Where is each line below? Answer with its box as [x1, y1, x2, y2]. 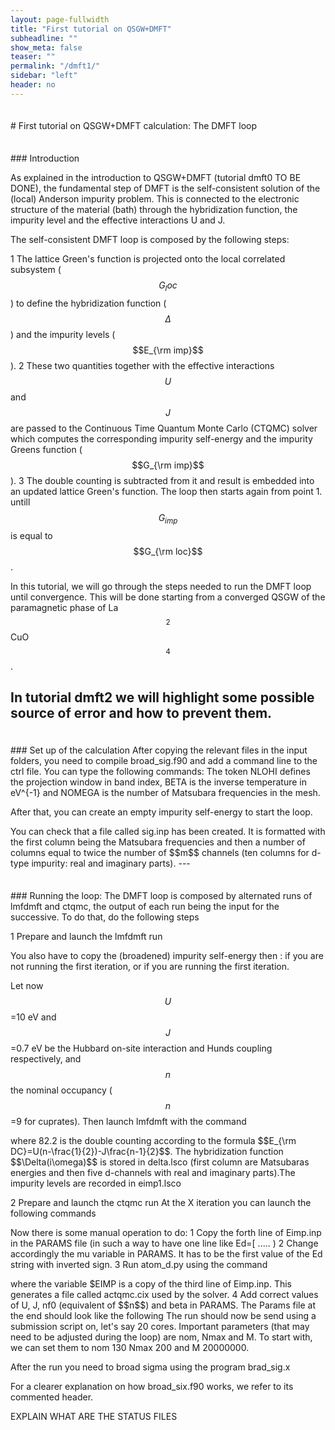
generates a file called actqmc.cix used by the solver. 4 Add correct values [10, 1288, 319, 1300]
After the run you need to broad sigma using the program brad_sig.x [10, 1361, 291, 1373]
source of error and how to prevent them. [10, 705, 273, 722]
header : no [10, 80, 56, 90]
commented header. [10, 1391, 94, 1403]
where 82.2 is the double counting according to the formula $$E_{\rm [10, 1134, 297, 1146]
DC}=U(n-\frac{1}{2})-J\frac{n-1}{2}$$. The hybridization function [10, 1145, 284, 1157]
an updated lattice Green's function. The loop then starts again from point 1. [10, 485, 323, 497]
